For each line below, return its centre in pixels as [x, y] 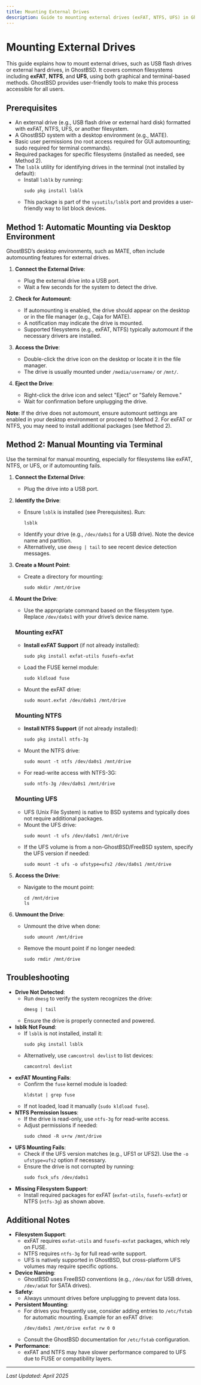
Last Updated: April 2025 [37, 1376]
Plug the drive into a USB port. [61, 488]
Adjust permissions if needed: [60, 1125]
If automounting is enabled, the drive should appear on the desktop [107, 310]
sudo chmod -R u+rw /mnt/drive [63, 1136]
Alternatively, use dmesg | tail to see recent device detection [100, 547]
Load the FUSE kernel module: [61, 667]
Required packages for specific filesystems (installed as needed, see [100, 154]
